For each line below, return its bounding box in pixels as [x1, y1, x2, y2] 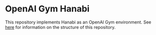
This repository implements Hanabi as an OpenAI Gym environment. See [5, 19, 152, 25]
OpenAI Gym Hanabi [5, 3, 90, 14]
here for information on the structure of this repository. [5, 24, 116, 30]
